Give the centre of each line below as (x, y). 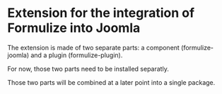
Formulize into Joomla (74, 28)
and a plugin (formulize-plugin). (77, 55)
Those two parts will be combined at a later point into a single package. (111, 82)
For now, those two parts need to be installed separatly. (88, 69)
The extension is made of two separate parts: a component (94, 47)
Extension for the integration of (101, 13)
